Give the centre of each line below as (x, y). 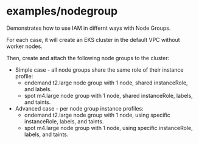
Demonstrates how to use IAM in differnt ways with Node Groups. (89, 28)
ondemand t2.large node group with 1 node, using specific (97, 115)
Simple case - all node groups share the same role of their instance (99, 70)
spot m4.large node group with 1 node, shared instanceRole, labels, (108, 95)
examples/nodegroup (62, 11)
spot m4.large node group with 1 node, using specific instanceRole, (108, 128)
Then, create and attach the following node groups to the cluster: (88, 58)
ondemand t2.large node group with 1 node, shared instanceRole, (106, 83)
